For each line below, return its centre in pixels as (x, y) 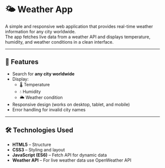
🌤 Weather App (39, 10)
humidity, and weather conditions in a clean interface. (59, 42)
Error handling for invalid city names (49, 109)
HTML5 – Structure (32, 144)
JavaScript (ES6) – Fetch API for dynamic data (59, 155)
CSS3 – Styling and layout (39, 149)
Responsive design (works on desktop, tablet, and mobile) (71, 104)
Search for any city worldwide (43, 73)
